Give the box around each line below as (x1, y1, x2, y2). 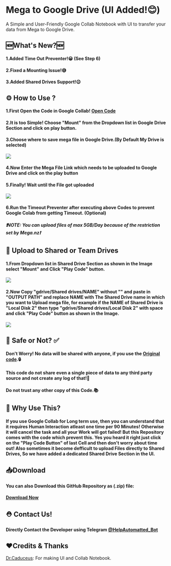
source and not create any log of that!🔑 (6, 375, 90, 381)
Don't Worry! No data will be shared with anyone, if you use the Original (6, 350, 160, 356)
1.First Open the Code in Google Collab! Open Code (6, 108, 116, 114)
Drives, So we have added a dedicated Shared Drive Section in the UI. (6, 451, 155, 457)
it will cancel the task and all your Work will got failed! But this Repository (6, 429, 164, 435)
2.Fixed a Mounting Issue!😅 (6, 67, 67, 73)
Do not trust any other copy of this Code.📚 (6, 387, 99, 393)
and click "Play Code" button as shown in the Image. (6, 310, 119, 316)
